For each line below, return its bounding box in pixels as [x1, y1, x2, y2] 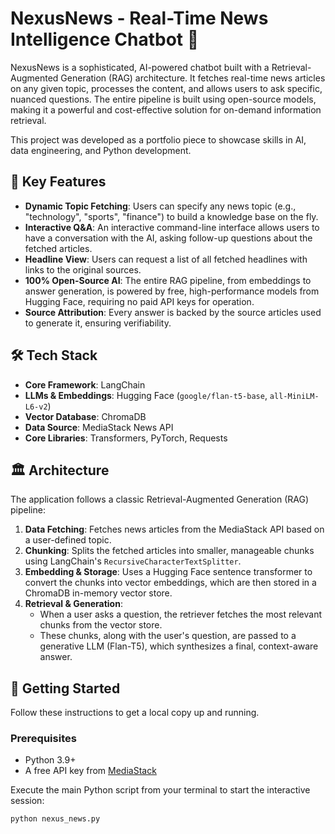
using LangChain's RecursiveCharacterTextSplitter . [24, 555, 242, 567]
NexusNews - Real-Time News [10, 7, 269, 30]
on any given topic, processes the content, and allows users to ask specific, [10, 82, 323, 94]
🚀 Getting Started [10, 680, 121, 697]
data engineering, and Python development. [10, 144, 192, 156]
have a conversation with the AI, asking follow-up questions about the [24, 232, 313, 244]
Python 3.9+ [24, 754, 77, 766]
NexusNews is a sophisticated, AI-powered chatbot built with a [10, 61, 270, 73]
